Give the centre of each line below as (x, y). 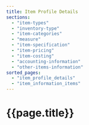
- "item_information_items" (46, 84)
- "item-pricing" (33, 51)
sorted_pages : (24, 73)
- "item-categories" (37, 34)
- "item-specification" (41, 45)
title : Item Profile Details (42, 12)
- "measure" (26, 39)
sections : (18, 17)
